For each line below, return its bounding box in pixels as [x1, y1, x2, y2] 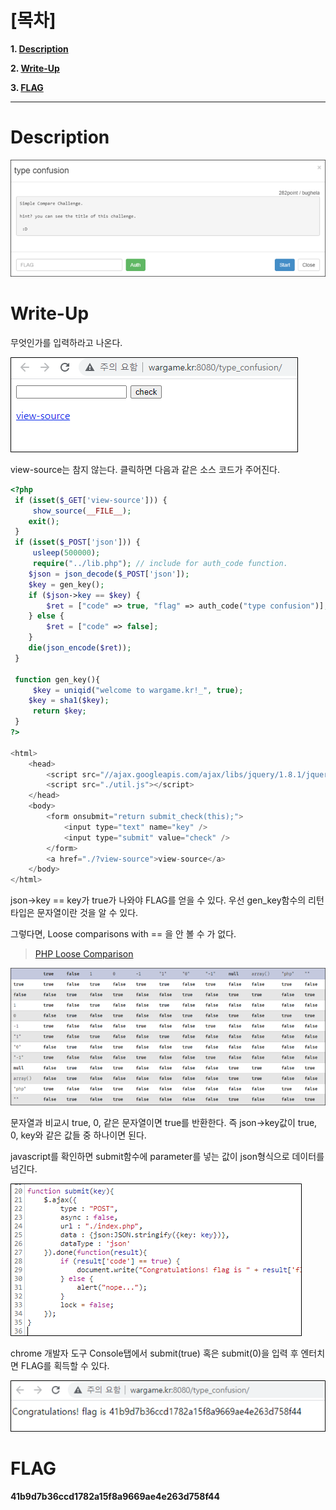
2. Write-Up [10, 62, 60, 74]
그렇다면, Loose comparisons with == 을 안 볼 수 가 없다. [10, 928, 237, 940]
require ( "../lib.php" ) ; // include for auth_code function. [32, 559, 288, 569]
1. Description [10, 42, 69, 55]
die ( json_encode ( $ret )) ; [28, 643, 132, 653]
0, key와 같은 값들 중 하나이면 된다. [10, 1129, 147, 1141]
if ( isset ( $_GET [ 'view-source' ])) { [14, 495, 168, 505]
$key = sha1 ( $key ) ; [28, 696, 110, 706]
